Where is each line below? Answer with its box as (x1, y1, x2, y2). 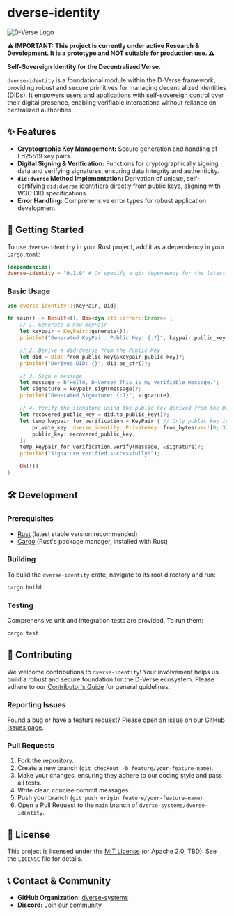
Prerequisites (7, 514, 54, 524)
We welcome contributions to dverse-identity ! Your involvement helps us (7, 667, 219, 676)
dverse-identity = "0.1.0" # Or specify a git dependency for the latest (7, 270, 226, 277)
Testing (7, 600, 33, 610)
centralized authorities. (7, 105, 73, 114)
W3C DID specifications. (17, 189, 88, 197)
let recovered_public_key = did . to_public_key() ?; (19, 411, 170, 418)
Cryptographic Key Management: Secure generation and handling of (17, 145, 218, 153)
